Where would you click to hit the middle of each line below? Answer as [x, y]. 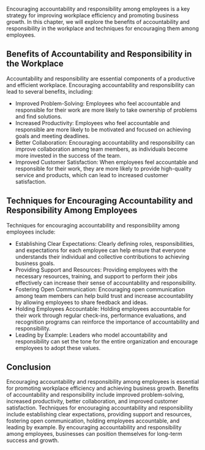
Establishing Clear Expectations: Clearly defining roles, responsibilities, [105, 243]
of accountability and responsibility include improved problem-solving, [95, 395]
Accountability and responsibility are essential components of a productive [101, 78]
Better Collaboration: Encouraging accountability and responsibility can [105, 142]
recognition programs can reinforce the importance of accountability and [107, 322]
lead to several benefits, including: [50, 91]
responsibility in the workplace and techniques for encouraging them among [102, 28]
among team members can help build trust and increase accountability [104, 296]
